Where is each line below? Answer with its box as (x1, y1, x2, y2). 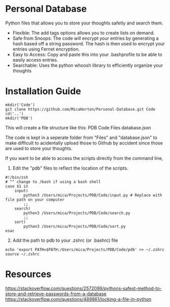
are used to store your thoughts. (5, 145, 73, 151)
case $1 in (5, 184, 28, 189)
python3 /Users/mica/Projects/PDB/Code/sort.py (23, 224, 126, 229)
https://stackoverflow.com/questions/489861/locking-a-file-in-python (5, 296, 151, 302)
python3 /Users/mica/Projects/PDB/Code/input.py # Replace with (23, 192, 162, 198)
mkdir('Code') (5, 102, 36, 107)
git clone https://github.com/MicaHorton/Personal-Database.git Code (5, 106, 156, 112)
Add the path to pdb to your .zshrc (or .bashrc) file (12, 237, 118, 243)
